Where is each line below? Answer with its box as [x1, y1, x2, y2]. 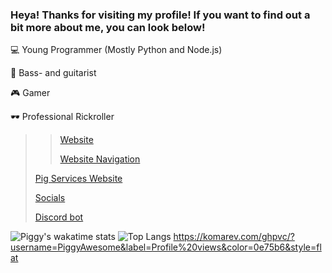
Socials [34, 192, 66, 204]
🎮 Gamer [10, 87, 51, 99]
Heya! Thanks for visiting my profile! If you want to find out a [10, 8, 311, 22]
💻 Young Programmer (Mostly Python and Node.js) [10, 44, 223, 56]
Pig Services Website [34, 173, 123, 185]
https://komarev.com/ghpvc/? [173, 231, 295, 243]
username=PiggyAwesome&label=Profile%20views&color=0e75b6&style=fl [10, 241, 322, 253]
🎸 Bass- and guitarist [10, 67, 97, 79]
